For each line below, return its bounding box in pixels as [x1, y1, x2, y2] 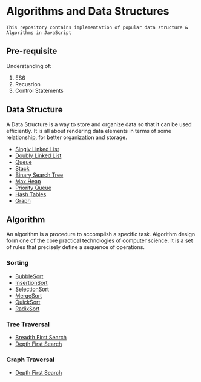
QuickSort [15, 298, 41, 305]
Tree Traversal [6, 320, 50, 329]
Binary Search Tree [15, 171, 64, 179]
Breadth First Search [15, 333, 67, 341]
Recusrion [15, 80, 41, 87]
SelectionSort [15, 285, 50, 293]
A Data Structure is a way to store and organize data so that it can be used [6, 120, 192, 128]
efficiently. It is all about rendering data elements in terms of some [6, 127, 171, 134]
